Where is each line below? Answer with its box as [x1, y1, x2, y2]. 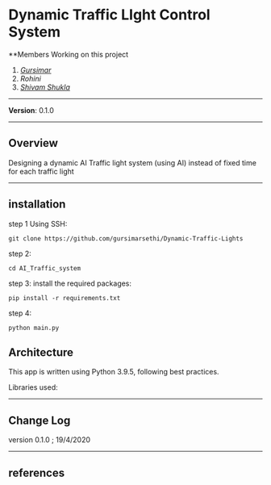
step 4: [8, 308, 32, 318]
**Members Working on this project [8, 49, 129, 59]
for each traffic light [8, 166, 74, 176]
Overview [8, 136, 59, 150]
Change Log [8, 413, 71, 427]
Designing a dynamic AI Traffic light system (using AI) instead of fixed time [8, 157, 256, 167]
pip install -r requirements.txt [8, 294, 121, 302]
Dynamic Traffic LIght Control [8, 6, 211, 24]
